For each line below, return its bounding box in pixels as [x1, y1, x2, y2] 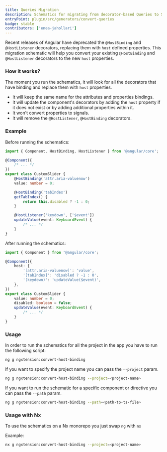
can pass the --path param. [5, 390, 62, 396]
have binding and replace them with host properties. [5, 84, 112, 90]
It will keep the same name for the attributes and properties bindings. [12, 94, 154, 100]
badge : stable [5, 21, 35, 26]
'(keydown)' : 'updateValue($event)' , [23, 278, 101, 283]
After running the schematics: [5, 240, 66, 246]
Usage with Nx [5, 412, 41, 419]
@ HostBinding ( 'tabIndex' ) [14, 190, 68, 195]
